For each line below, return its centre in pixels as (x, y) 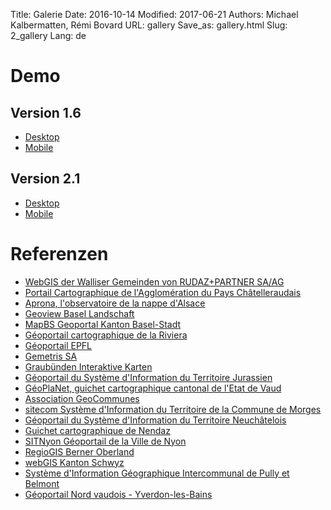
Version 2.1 (45, 179)
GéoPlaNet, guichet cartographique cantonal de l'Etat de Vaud (153, 388)
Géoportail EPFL (58, 345)
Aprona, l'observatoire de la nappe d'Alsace (115, 303)
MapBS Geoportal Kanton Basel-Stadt (103, 324)
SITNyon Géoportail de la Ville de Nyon (105, 441)
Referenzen (59, 254)
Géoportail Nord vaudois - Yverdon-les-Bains (118, 494)
